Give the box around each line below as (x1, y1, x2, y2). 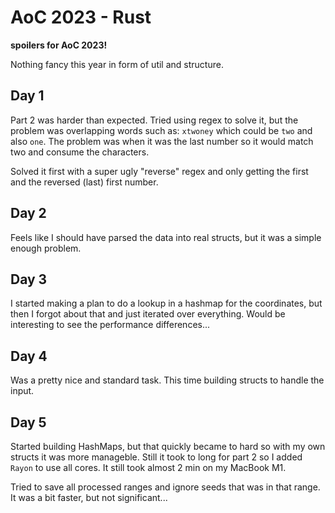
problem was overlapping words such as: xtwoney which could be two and (10, 124, 313, 136)
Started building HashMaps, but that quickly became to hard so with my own (10, 441, 326, 452)
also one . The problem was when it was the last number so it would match (10, 135, 314, 147)
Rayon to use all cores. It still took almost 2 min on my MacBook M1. (10, 462, 287, 473)
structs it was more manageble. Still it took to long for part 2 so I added (10, 451, 303, 463)
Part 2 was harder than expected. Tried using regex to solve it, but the (10, 114, 299, 126)
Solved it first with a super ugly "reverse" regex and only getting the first (10, 165, 309, 177)
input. (10, 385, 35, 397)
